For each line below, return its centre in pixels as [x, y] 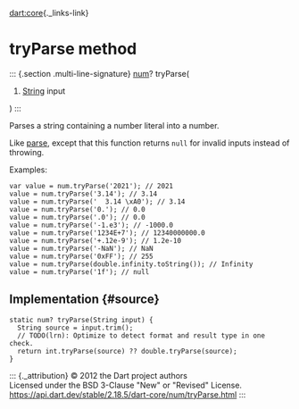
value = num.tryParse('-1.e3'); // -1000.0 [91, 225]
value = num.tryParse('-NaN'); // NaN [81, 248]
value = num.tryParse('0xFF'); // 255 [81, 256]
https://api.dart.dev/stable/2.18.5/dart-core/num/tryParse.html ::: [128, 394]
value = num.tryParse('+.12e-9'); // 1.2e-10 [95, 240]
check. [21, 343]
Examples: [28, 170]
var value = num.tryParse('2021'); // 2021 [91, 186]
